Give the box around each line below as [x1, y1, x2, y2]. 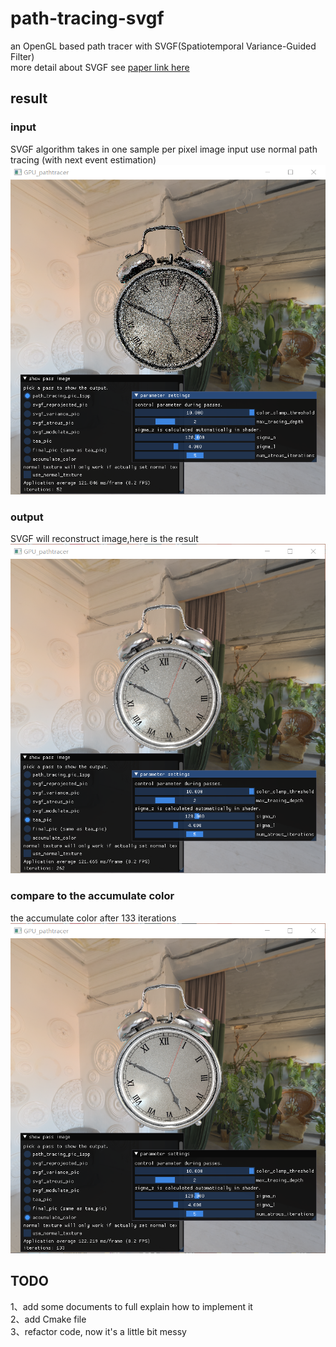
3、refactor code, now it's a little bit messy [10, 1325, 187, 1337]
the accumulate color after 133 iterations [10, 912, 177, 924]
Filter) [10, 50, 35, 62]
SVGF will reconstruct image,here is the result [10, 533, 199, 545]
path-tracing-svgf [10, 7, 165, 30]
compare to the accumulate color [10, 889, 175, 903]
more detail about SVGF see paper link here [10, 61, 190, 73]
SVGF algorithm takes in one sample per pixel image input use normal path [10, 143, 318, 155]
